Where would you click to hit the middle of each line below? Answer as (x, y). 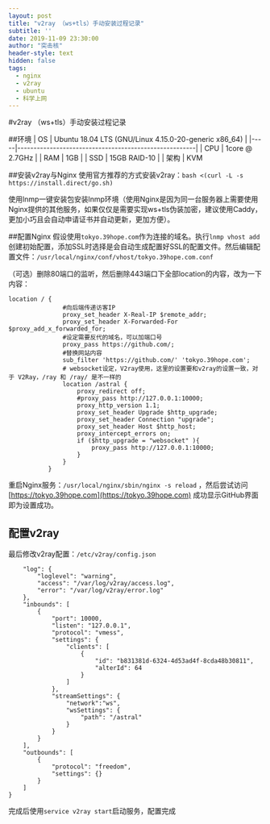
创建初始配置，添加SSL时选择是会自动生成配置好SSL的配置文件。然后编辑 (131, 247)
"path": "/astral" (111, 718)
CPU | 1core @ (228, 148)
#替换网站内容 (82, 353)
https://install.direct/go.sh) (61, 183)
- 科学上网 (31, 98)
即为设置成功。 (33, 506)
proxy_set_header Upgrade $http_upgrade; (147, 413)
